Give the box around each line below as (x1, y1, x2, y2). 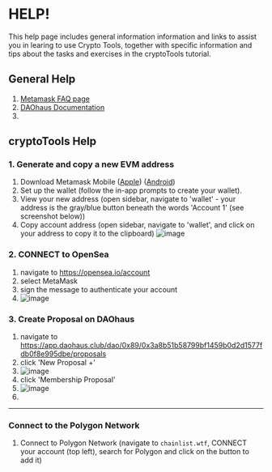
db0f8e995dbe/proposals (19, 349, 107, 359)
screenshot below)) (19, 211, 86, 221)
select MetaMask (19, 276, 79, 286)
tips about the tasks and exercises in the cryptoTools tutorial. (8, 49, 212, 58)
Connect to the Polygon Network (8, 419, 140, 431)
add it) (19, 455, 42, 466)
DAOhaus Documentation (19, 102, 105, 112)
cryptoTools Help (8, 134, 97, 148)
